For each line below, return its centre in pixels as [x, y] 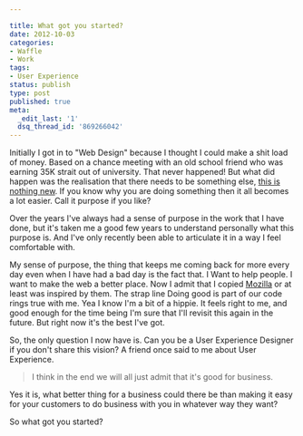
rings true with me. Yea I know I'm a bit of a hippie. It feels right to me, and [148, 304]
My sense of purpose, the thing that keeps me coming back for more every [150, 265]
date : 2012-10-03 [42, 34]
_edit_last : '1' [48, 119]
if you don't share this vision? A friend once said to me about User [133, 350]
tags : [20, 68]
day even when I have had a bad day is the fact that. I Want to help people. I [151, 275]
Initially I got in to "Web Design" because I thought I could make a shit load [149, 153]
